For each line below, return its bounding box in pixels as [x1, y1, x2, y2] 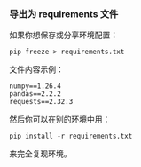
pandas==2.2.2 [9, 90, 62, 99]
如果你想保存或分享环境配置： [9, 29, 118, 41]
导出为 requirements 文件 [9, 7, 119, 20]
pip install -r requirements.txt [9, 131, 133, 141]
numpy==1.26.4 [9, 82, 62, 91]
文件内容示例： [9, 64, 64, 75]
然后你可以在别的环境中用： [9, 114, 111, 125]
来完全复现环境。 [9, 148, 72, 159]
